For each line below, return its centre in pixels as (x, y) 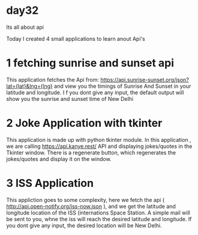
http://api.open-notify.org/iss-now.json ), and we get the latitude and (91, 206)
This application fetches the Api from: (52, 79)
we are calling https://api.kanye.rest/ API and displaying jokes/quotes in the (99, 146)
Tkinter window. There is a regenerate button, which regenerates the (91, 152)
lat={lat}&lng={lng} (29, 86)
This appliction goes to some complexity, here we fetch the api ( (85, 200)
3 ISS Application (50, 183)
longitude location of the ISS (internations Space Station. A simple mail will (98, 212)
